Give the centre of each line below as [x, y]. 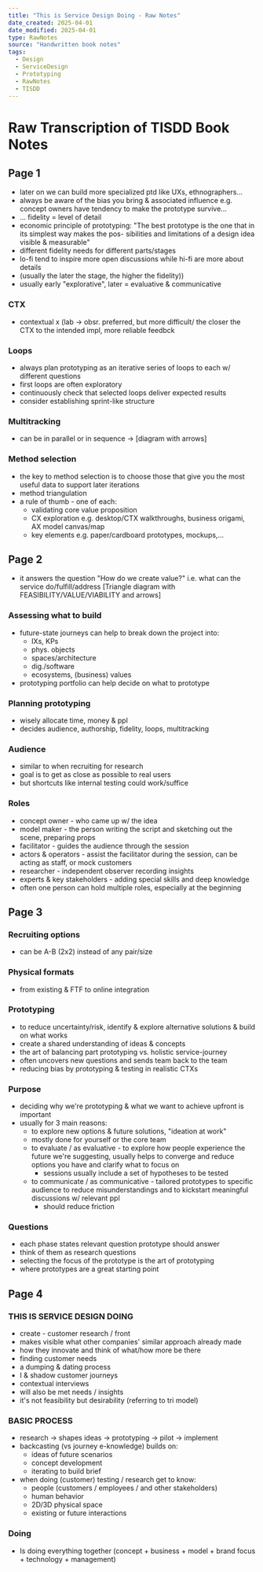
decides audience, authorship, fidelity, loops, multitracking [114, 728]
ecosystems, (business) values [81, 675]
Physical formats [41, 972]
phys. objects [53, 649]
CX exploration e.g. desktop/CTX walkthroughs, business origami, [138, 518]
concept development [67, 1463]
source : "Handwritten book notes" [65, 45]
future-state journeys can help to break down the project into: [119, 632]
